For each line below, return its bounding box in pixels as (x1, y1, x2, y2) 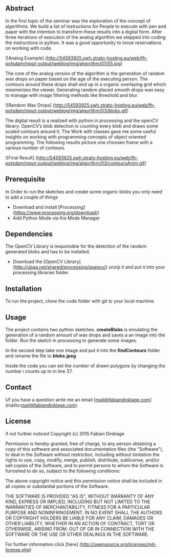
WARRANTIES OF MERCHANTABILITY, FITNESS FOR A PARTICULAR (5, 504, 150, 510)
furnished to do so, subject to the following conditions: (5, 468, 120, 474)
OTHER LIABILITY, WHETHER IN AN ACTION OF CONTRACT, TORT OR (5, 520, 155, 526)
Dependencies (5, 230, 53, 238)
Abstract (5, 4, 34, 13)
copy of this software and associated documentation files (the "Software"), (5, 446, 164, 452)
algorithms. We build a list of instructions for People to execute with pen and (5, 23, 166, 29)
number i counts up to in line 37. (5, 368, 73, 374)
